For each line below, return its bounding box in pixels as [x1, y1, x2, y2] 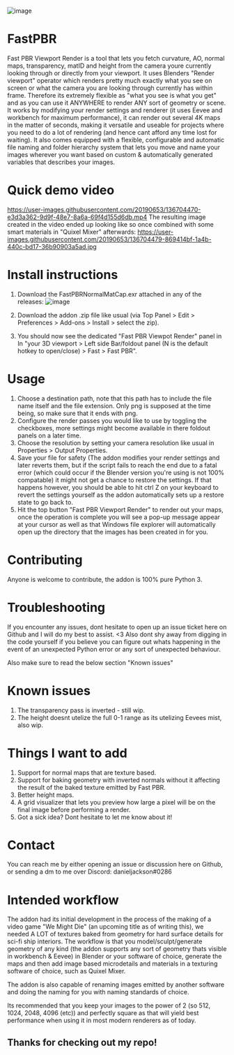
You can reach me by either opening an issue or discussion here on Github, [7, 860, 223, 869]
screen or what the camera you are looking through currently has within [7, 84, 213, 92]
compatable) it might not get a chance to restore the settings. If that [17, 475, 212, 484]
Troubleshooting [7, 599, 106, 615]
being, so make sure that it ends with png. [17, 409, 138, 417]
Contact [7, 837, 55, 853]
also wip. [17, 721, 44, 729]
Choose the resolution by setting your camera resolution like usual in [17, 438, 214, 447]
